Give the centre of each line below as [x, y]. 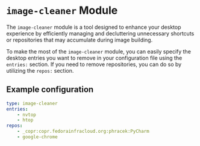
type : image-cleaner [32, 103]
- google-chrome [38, 137]
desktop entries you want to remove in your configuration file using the [94, 58]
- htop [25, 120]
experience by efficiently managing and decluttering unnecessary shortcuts [100, 33]
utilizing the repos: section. [40, 70]
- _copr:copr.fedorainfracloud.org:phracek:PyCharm [83, 132]
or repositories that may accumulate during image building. [80, 40]
